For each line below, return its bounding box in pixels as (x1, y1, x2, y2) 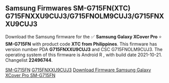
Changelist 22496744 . (5, 57, 53, 63)
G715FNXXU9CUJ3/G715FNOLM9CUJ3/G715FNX (5, 12, 164, 21)
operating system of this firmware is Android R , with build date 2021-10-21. (5, 52, 162, 58)
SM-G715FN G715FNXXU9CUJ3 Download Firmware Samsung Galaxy (5, 67, 151, 73)
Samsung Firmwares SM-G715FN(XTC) (5, 4, 131, 13)
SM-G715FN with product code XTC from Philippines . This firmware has (5, 40, 157, 47)
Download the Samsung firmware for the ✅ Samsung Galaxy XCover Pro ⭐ (5, 33, 162, 39)
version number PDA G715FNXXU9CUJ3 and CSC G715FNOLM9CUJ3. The (5, 46, 163, 52)
